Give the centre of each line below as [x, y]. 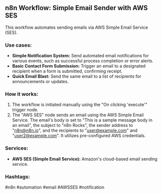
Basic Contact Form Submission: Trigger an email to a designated [79, 66]
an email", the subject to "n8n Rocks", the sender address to [72, 125]
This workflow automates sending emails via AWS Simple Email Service [77, 27]
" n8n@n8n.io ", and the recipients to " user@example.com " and [75, 130]
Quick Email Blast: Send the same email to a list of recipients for [77, 76]
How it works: [22, 94]
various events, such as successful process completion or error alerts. [83, 61]
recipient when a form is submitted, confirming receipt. [67, 71]
